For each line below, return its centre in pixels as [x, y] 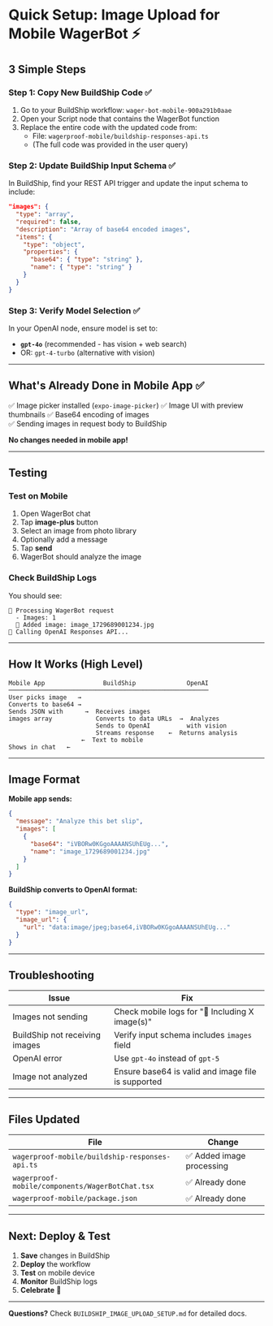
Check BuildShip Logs [53, 578]
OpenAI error [37, 1059]
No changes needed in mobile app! [68, 439]
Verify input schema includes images [183, 1035]
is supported [138, 1082]
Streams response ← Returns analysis [167, 732]
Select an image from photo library [78, 531]
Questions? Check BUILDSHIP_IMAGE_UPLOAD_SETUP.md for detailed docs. [128, 1313]
